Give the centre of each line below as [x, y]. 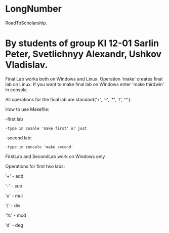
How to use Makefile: [27, 109]
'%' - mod [16, 215]
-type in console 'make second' [39, 147]
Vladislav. [27, 65]
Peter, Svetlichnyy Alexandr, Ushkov [83, 54]
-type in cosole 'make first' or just [46, 128]
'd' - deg [14, 225]
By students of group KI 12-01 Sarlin [82, 43]
